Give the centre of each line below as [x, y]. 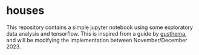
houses [25, 11]
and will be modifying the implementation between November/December [97, 40]
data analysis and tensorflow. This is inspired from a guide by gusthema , [96, 33]
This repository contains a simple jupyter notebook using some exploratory [100, 27]
